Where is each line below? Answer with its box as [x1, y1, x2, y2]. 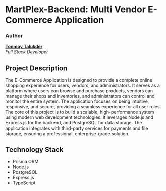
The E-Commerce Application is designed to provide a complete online [5, 77, 153, 83]
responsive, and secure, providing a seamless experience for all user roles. [5, 104, 161, 110]
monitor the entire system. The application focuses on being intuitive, [5, 98, 149, 104]
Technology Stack [5, 145, 64, 154]
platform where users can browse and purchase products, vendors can [5, 88, 153, 94]
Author [5, 32, 23, 39]
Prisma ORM [12, 159, 39, 165]
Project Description [5, 63, 68, 72]
